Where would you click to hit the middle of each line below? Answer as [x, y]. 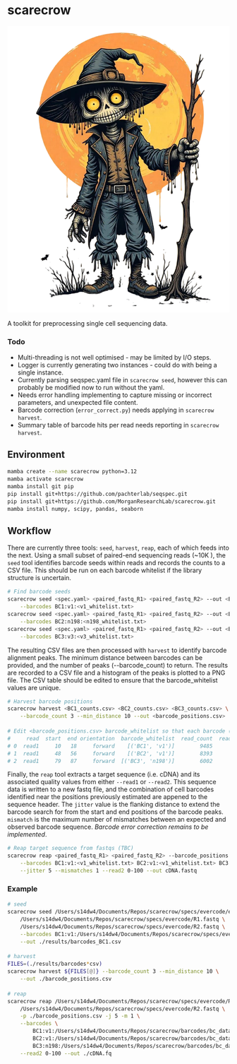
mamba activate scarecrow [45, 479]
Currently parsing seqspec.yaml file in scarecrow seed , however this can [122, 379]
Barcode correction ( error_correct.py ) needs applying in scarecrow [116, 410]
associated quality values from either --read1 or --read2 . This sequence [112, 782]
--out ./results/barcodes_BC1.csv [71, 942]
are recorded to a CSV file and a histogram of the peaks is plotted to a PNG [116, 673]
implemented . [27, 834]
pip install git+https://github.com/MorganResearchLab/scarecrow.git [112, 501]
